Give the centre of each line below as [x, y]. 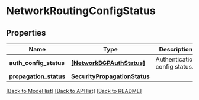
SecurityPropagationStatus [110, 76]
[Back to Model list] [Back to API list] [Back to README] [74, 91]
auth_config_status [37, 63]
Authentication [176, 59]
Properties [26, 33]
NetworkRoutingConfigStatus [81, 11]
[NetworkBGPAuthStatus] [108, 63]
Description [176, 49]
